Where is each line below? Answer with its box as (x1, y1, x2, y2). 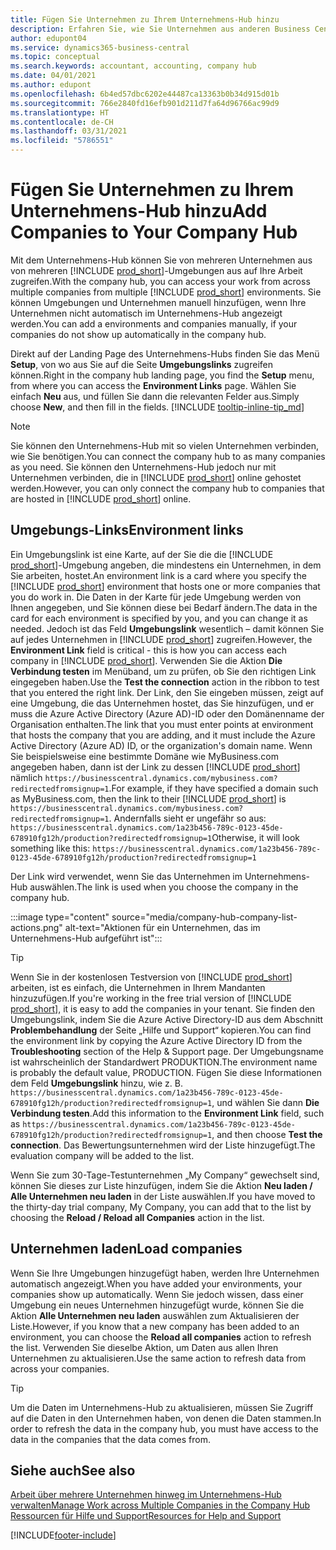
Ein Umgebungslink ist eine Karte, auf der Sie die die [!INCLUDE (10, 548, 274, 560)
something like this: (10, 842, 91, 854)
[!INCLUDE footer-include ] (10, 1529, 117, 1541)
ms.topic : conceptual (10, 52, 101, 62)
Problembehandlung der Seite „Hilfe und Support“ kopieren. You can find (10, 1024, 312, 1036)
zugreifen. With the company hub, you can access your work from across (10, 275, 311, 287)
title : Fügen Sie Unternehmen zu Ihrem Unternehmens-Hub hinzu (10, 14, 280, 25)
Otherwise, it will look (211, 831, 300, 843)
